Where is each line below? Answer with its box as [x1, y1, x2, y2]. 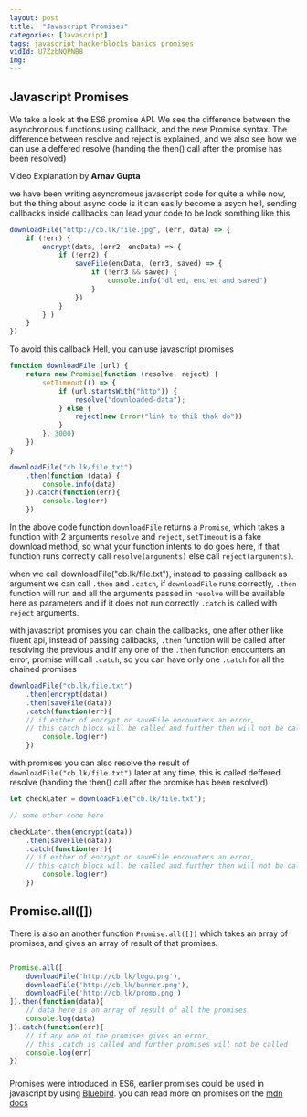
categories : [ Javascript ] [9, 30, 108, 39]
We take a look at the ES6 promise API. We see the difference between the [9, 113, 291, 124]
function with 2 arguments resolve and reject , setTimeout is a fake [9, 532, 262, 543]
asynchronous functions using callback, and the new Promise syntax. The [9, 123, 288, 134]
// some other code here [9, 810, 104, 820]
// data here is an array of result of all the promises [26, 1006, 248, 1015]
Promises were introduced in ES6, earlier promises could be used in [9, 1079, 265, 1090]
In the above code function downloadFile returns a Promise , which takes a [9, 522, 286, 532]
